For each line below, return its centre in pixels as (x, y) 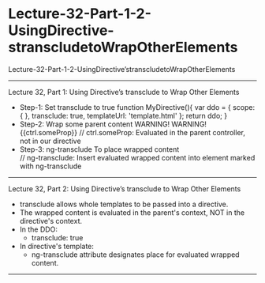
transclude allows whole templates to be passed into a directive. (124, 204)
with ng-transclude (50, 166)
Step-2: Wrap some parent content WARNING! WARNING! (113, 124)
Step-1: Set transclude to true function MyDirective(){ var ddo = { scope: (137, 107)
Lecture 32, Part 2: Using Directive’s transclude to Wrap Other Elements (125, 189)
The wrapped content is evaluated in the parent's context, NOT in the (132, 212)
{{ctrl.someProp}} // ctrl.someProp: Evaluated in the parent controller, (132, 132)
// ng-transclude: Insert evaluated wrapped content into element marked (137, 157)
